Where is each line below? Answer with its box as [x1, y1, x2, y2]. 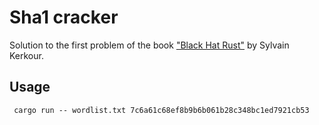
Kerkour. [9, 49, 44, 61]
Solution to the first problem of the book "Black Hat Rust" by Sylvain [9, 39, 290, 51]
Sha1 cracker [9, 6, 119, 29]
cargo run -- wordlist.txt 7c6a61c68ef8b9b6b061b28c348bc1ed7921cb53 [13, 105, 310, 115]
